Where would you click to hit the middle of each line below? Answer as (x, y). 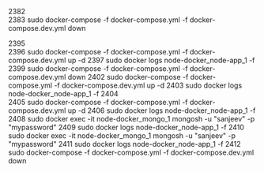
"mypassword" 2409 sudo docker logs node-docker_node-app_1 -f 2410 (126, 127)
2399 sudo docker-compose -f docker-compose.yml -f (98, 69)
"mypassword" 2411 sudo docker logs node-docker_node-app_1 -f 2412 (124, 144)
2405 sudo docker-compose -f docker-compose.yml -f (98, 102)
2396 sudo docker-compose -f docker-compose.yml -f (98, 52)
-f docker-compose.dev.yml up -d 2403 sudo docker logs (148, 85)
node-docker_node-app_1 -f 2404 (63, 93)
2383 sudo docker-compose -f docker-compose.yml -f (98, 20)
